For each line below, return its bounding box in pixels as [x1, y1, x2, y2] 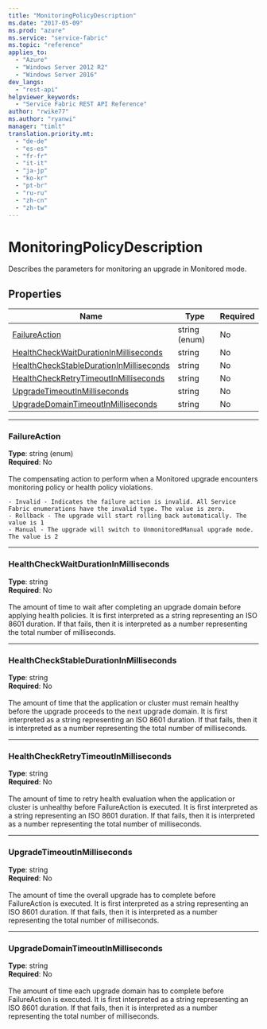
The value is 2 [8, 533, 59, 541]
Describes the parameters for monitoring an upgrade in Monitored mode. [8, 264, 247, 274]
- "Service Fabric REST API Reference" [15, 100, 148, 108]
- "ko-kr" [15, 174, 48, 183]
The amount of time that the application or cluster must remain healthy [8, 698, 239, 708]
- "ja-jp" [15, 167, 48, 175]
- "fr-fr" [15, 152, 48, 160]
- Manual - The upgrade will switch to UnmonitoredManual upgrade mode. [8, 526, 254, 534]
